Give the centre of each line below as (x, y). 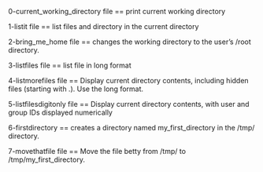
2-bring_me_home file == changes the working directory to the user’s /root (130, 42)
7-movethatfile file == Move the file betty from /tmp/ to (97, 151)
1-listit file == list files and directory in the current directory (104, 26)
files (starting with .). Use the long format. (76, 89)
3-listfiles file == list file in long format (70, 65)
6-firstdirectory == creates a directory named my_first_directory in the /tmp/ (131, 128)
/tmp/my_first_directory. (46, 159)
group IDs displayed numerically (60, 112)
